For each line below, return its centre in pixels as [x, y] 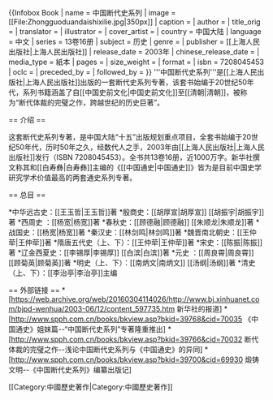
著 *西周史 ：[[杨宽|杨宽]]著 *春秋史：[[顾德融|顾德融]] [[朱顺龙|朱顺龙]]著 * [134, 222]
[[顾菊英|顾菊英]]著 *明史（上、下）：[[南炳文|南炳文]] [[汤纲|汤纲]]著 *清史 [132, 262]
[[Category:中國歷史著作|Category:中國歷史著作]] [91, 387]
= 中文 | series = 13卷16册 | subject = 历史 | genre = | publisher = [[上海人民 [134, 41]
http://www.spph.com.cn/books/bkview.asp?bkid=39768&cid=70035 [126, 319]
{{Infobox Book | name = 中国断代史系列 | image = [92, 13]
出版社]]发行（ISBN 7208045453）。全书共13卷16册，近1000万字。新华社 [131, 157]
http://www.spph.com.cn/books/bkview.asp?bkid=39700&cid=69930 [127, 359]
